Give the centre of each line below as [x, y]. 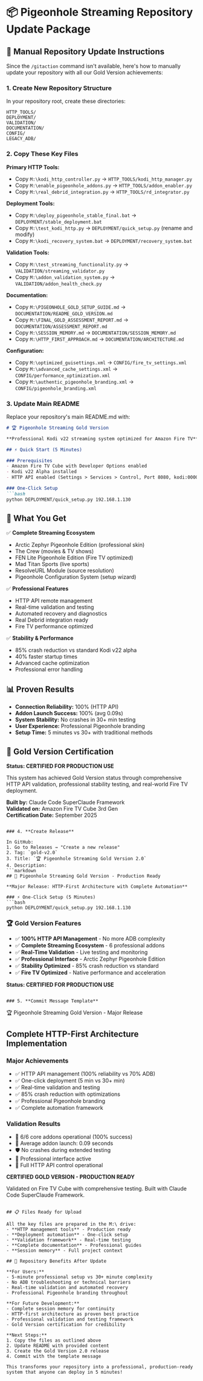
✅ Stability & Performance [40, 638]
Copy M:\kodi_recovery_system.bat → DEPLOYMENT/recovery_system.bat [103, 240]
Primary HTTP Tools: [33, 167]
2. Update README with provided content [58, 1346]
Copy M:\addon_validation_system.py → [65, 277]
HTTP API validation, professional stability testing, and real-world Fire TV [97, 784]
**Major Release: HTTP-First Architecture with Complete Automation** [97, 887]
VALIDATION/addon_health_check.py [58, 284]
